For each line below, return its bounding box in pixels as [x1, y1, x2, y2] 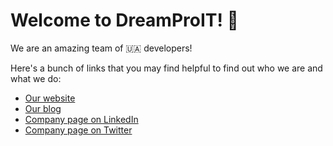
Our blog [24, 102, 62, 114]
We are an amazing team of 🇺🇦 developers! [10, 42, 193, 54]
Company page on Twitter [24, 124, 133, 136]
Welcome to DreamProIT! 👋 [10, 9, 239, 32]
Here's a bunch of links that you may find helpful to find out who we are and [10, 62, 323, 74]
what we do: [10, 72, 62, 84]
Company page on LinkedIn [24, 113, 139, 125]
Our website [24, 92, 76, 104]
